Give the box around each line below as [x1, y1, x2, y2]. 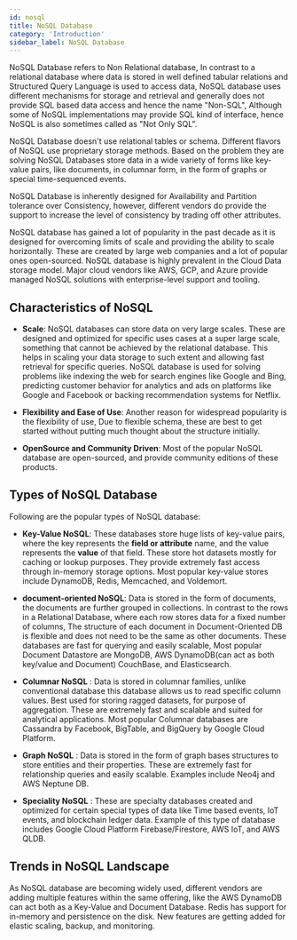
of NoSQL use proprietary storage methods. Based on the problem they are [9, 146, 285, 156]
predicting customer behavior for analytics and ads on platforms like [21, 380, 272, 391]
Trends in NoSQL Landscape [9, 859, 170, 874]
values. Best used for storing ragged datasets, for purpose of [21, 695, 246, 705]
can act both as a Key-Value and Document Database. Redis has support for [9, 901, 287, 912]
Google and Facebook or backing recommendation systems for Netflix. [21, 390, 282, 401]
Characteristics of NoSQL [9, 299, 153, 315]
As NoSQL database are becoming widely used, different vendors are [9, 882, 263, 893]
